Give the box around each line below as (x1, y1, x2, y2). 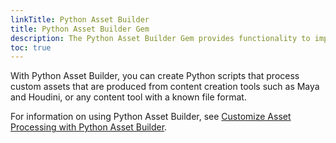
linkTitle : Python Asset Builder (10, 14, 150, 25)
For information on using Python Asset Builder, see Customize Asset (10, 111, 292, 123)
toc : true (10, 42, 52, 53)
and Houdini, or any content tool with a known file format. (10, 91, 247, 103)
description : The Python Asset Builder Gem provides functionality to (10, 33, 311, 43)
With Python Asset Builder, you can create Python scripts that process (10, 70, 300, 82)
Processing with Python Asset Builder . (10, 121, 168, 133)
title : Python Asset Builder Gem (10, 24, 150, 34)
